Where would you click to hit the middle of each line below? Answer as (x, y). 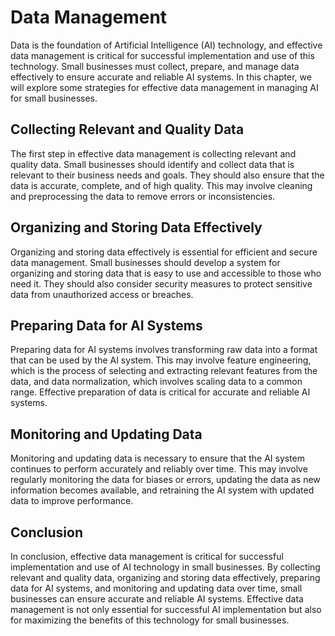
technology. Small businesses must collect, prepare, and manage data (155, 66)
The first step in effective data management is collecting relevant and (153, 153)
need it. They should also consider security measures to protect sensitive (161, 283)
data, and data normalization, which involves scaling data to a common (156, 382)
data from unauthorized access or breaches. (102, 294)
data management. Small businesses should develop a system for (145, 262)
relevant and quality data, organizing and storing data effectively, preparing (165, 577)
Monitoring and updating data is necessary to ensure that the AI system (158, 458)
